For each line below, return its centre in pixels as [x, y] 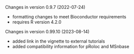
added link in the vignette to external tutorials [59, 41]
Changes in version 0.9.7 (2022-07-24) [45, 7]
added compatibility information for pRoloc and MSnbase [71, 46]
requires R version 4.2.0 [37, 22]
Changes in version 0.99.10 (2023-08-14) [47, 31]
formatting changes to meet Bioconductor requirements [69, 17]
